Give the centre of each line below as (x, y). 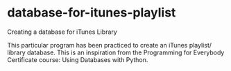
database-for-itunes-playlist (92, 13)
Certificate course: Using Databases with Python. (78, 59)
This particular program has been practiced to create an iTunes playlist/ (110, 45)
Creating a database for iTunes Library (62, 32)
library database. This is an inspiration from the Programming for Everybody (116, 52)
